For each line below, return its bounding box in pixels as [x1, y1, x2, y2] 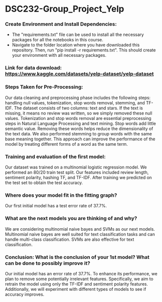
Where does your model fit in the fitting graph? [5, 192, 118, 199]
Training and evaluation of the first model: [5, 153, 106, 160]
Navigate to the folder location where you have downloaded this [12, 42, 140, 48]
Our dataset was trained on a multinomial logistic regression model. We [5, 164, 147, 170]
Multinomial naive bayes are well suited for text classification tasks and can [5, 231, 155, 237]
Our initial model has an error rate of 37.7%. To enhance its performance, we [5, 270, 158, 276]
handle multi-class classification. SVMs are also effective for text [5, 236, 134, 242]
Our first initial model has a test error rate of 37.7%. [5, 203, 107, 209]
